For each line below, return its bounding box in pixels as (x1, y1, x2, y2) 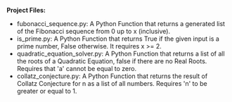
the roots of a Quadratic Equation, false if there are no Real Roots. (16, 57, 207, 65)
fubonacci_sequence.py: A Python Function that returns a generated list (16, 20, 226, 27)
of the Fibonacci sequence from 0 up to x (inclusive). (16, 27, 170, 35)
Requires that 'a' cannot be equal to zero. (16, 65, 137, 72)
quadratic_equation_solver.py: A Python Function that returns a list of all (16, 49, 226, 58)
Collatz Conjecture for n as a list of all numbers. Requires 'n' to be (16, 79, 208, 87)
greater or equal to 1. (16, 87, 77, 95)
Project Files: (6, 6, 46, 14)
